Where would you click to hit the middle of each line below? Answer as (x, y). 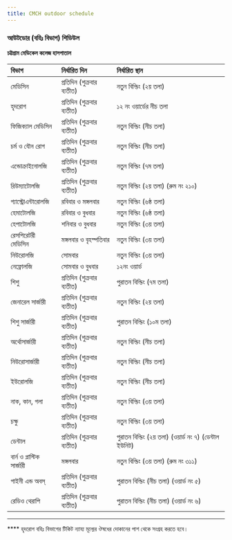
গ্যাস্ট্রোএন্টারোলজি (30, 201)
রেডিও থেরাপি (26, 501)
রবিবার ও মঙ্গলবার (80, 201)
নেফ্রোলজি (21, 266)
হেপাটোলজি (23, 224)
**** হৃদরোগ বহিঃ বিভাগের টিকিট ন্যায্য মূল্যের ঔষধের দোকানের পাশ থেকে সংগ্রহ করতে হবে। (98, 529)
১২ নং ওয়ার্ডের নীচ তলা (142, 106)
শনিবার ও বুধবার (79, 224)
